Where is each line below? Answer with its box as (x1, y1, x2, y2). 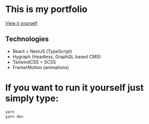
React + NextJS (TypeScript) (12, 48, 72, 54)
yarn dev (5, 114, 24, 119)
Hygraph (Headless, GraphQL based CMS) (12, 53, 101, 59)
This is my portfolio (5, 4, 88, 15)
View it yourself (5, 20, 38, 26)
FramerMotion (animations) (12, 64, 69, 70)
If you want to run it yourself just (5, 82, 144, 93)
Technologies (5, 35, 49, 43)
